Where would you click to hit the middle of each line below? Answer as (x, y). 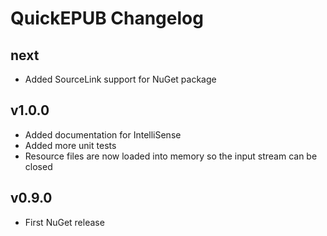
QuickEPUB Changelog (107, 18)
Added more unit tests (70, 145)
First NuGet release (64, 222)
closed (38, 166)
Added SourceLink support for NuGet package (120, 79)
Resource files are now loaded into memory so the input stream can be (171, 156)
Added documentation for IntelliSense (103, 134)
